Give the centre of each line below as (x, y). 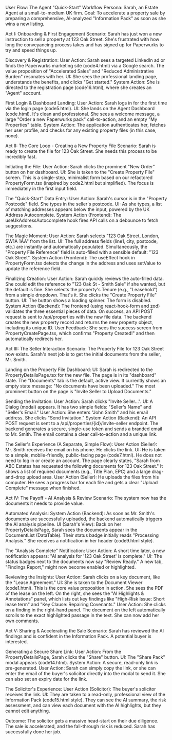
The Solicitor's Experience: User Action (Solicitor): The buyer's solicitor (81, 689)
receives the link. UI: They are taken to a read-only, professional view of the (85, 694)
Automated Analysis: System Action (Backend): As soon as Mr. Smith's (80, 513)
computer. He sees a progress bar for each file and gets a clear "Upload (82, 482)
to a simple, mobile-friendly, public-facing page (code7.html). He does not (83, 455)
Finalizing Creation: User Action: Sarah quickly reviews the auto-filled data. (85, 278)
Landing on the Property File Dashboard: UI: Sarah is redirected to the (79, 369)
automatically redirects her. (34, 339)
